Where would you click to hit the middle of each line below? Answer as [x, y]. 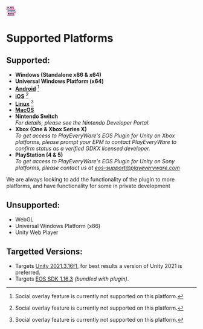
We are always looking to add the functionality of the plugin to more [91, 180]
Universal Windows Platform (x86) [58, 226]
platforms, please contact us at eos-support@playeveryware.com [97, 168]
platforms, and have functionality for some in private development [88, 186]
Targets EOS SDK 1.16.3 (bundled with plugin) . [72, 279]
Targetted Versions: [44, 251]
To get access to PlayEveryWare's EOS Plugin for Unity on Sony [95, 161]
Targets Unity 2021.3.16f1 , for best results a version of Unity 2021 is [98, 266]
